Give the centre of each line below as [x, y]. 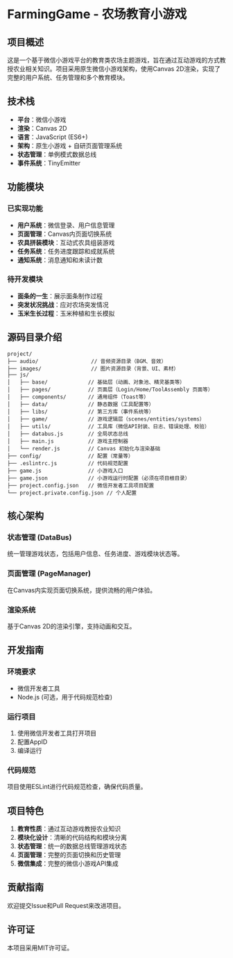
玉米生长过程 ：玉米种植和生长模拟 [66, 313]
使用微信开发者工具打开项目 [57, 733]
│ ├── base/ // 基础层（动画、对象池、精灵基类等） [96, 382]
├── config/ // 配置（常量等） [70, 456]
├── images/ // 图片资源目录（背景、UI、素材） [93, 368]
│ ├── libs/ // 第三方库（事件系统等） [81, 412]
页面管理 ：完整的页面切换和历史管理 [69, 854]
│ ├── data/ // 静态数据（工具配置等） [81, 404]
